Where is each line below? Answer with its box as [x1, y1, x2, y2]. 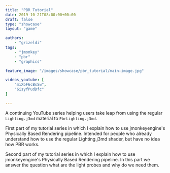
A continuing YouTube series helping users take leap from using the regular [5, 110, 163, 116]
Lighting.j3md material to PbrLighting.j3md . [5, 115, 97, 121]
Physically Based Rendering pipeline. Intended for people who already [5, 130, 152, 136]
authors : [5, 36, 24, 41]
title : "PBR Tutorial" [5, 7, 53, 13]
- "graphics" [14, 59, 42, 64]
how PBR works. [5, 141, 40, 147]
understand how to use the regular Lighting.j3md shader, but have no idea [5, 135, 160, 142]
